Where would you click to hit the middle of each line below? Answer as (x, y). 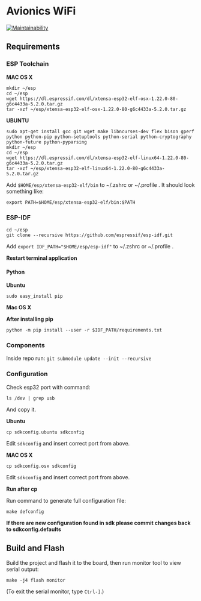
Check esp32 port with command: (48, 387)
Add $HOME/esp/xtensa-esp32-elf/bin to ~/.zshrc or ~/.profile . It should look (100, 184)
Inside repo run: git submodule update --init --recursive (79, 358)
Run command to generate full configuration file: (66, 500)
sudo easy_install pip (34, 297)
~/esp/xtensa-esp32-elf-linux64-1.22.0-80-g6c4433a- (97, 168)
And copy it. (21, 409)
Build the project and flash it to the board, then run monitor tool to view (94, 562)
